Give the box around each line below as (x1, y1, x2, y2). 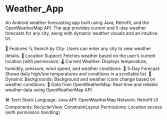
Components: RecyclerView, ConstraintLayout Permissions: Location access (5, 103, 162, 110)
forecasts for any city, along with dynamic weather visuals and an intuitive (5, 30, 157, 36)
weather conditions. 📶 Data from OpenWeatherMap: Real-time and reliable (5, 81, 158, 87)
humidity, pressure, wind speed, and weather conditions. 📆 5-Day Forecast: (5, 65, 161, 71)
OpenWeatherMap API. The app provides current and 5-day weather (5, 24, 146, 30)
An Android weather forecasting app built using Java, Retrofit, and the (5, 19, 149, 25)
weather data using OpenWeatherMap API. (5, 86, 93, 92)
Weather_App (5, 3, 64, 14)
